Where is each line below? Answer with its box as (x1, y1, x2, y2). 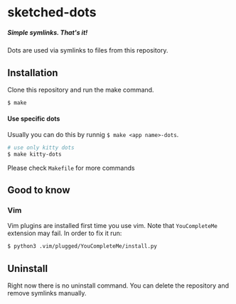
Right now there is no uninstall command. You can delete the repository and (7, 281, 230, 290)
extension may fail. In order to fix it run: (7, 229, 122, 238)
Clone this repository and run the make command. (7, 85, 154, 94)
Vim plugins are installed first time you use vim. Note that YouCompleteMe (7, 222, 218, 230)
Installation (7, 67, 58, 79)
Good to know (7, 184, 70, 196)
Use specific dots (7, 114, 60, 123)
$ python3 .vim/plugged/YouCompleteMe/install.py (7, 243, 158, 250)
